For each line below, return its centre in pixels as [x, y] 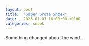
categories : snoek [25, 24]
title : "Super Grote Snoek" [36, 14]
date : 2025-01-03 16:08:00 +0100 [43, 19]
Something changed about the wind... [44, 38]
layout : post [19, 10]
